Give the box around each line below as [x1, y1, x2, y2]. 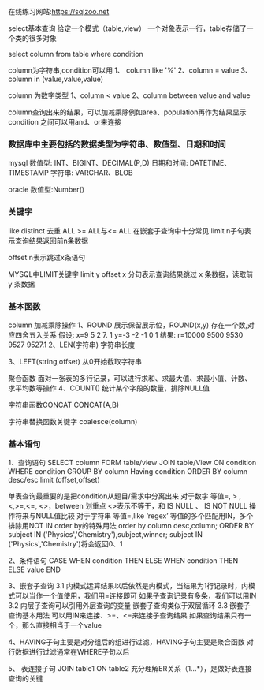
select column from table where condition [8, 50, 143, 58]
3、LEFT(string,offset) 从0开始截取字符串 [8, 356, 142, 366]
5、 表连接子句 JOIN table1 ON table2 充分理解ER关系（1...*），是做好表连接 [8, 664, 252, 673]
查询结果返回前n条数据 [14, 236, 89, 245]
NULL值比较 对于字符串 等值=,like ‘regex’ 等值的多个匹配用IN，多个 [35, 511, 254, 520]
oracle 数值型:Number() [8, 185, 85, 195]
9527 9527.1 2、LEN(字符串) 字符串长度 [8, 340, 136, 349]
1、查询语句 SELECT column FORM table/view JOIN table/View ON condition [8, 458, 257, 468]
